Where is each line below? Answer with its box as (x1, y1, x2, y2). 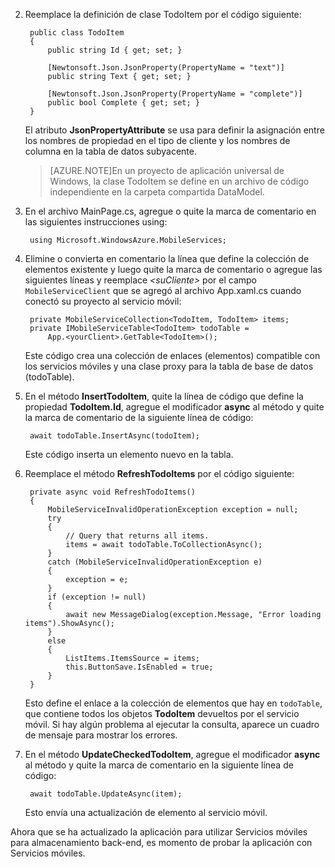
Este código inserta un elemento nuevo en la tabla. (24, 449, 234, 460)
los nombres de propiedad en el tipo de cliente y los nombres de (24, 135, 291, 146)
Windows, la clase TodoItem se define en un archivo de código (49, 175, 310, 187)
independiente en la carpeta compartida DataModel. (49, 186, 265, 198)
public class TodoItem (29, 28, 125, 38)
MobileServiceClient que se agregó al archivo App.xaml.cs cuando (24, 285, 302, 296)
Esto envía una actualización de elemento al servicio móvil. (24, 807, 268, 818)
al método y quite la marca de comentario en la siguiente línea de (24, 759, 294, 771)
